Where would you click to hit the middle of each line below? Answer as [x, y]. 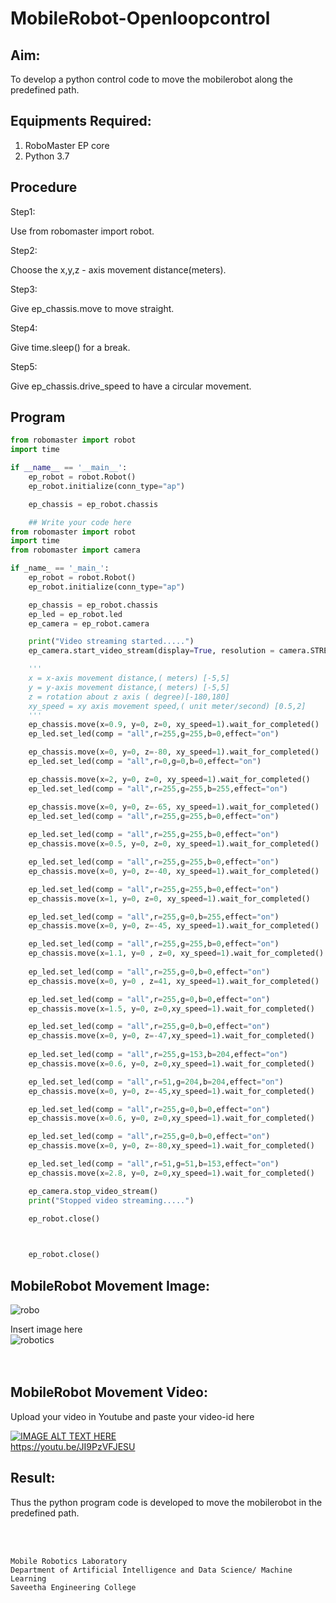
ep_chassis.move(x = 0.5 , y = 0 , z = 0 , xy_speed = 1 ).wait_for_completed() [174, 844]
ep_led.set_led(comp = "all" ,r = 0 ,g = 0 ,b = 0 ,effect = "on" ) [145, 762]
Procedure [44, 187]
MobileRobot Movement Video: [109, 1392]
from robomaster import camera [75, 550]
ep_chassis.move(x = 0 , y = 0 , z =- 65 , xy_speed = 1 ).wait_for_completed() [174, 807]
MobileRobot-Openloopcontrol [140, 18]
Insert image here [46, 1329]
